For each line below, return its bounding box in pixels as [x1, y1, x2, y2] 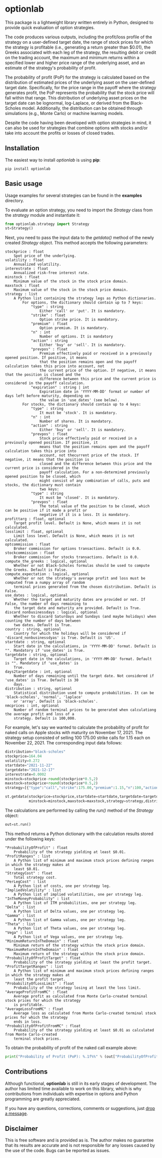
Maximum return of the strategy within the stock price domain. [13, 951, 146, 956]
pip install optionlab [5, 166, 51, 171]
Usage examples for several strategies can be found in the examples [5, 193, 142, 198]
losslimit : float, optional [5, 530, 64, 534]
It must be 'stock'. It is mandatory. [39, 411, 118, 416]
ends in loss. [13, 1019, 42, 1024]
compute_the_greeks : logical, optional [5, 559, 88, 564]
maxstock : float [5, 283, 40, 288]
